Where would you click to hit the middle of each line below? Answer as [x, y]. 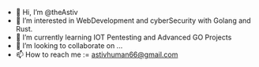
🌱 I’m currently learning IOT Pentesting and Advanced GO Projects [124, 37]
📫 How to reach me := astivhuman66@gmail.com [97, 54]
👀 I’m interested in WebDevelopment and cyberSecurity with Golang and [133, 20]
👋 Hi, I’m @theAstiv [47, 12]
